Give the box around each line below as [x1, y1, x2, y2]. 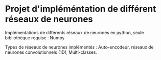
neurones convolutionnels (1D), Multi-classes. [5, 49, 97, 55]
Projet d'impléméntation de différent [5, 3, 157, 15]
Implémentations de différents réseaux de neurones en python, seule [5, 30, 144, 35]
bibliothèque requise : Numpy [5, 35, 65, 41]
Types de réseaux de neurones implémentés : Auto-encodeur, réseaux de [5, 44, 154, 50]
